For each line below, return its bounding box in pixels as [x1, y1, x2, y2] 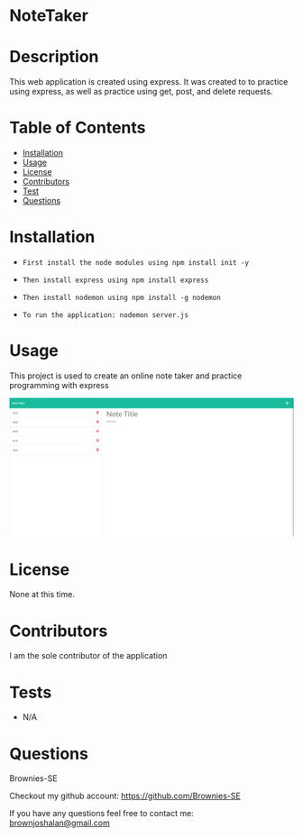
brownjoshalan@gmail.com [9, 817, 111, 829]
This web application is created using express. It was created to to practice [9, 77, 289, 87]
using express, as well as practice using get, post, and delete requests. [9, 86, 273, 97]
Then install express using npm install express [22, 276, 209, 285]
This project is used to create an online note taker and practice [9, 370, 243, 381]
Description [9, 47, 99, 68]
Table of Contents [9, 118, 146, 138]
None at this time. [9, 589, 75, 600]
